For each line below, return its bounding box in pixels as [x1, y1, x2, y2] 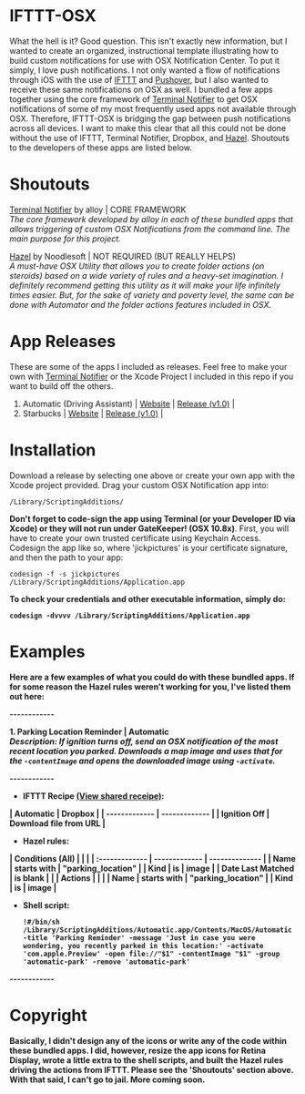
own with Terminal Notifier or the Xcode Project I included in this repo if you [9, 371, 294, 382]
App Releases [9, 332, 117, 352]
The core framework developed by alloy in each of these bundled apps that [9, 213, 293, 224]
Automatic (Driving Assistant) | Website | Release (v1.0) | [22, 398, 235, 409]
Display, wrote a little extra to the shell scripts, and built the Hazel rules [9, 1054, 284, 1066]
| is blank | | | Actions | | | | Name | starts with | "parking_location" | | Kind [9, 872, 293, 884]
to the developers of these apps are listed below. [9, 142, 193, 153]
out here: [9, 690, 46, 701]
